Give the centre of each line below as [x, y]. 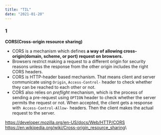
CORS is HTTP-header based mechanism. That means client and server [84, 77]
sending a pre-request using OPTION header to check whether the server [84, 97]
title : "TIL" [18, 9]
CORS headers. [27, 71]
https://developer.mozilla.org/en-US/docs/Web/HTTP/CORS [65, 122]
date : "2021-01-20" [25, 14]
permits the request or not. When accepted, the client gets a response [82, 102]
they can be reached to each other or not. [54, 87]
